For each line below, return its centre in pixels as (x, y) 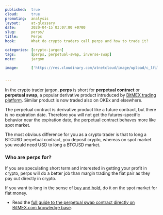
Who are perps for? (28, 157)
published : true (23, 9)
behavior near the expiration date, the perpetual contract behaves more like (81, 120)
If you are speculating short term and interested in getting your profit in (76, 168)
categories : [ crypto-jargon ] (34, 50)
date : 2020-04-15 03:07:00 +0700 (45, 28)
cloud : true (23, 14)
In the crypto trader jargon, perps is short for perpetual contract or (73, 90)
